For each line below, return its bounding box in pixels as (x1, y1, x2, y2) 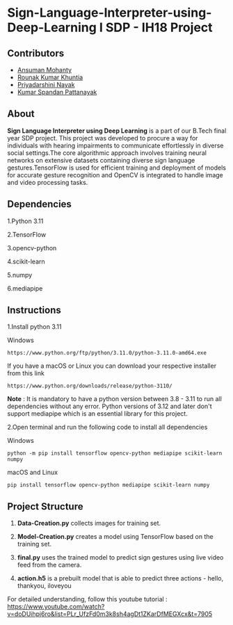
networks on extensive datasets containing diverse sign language (7, 156, 195, 164)
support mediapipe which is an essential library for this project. (7, 409, 188, 418)
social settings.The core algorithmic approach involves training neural (7, 148, 207, 157)
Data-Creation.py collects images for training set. (17, 519, 161, 528)
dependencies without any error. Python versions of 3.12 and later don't (7, 402, 212, 411)
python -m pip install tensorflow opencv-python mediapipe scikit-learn (7, 450, 223, 457)
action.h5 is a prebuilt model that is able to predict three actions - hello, (17, 574, 224, 583)
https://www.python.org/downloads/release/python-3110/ (7, 382, 172, 390)
